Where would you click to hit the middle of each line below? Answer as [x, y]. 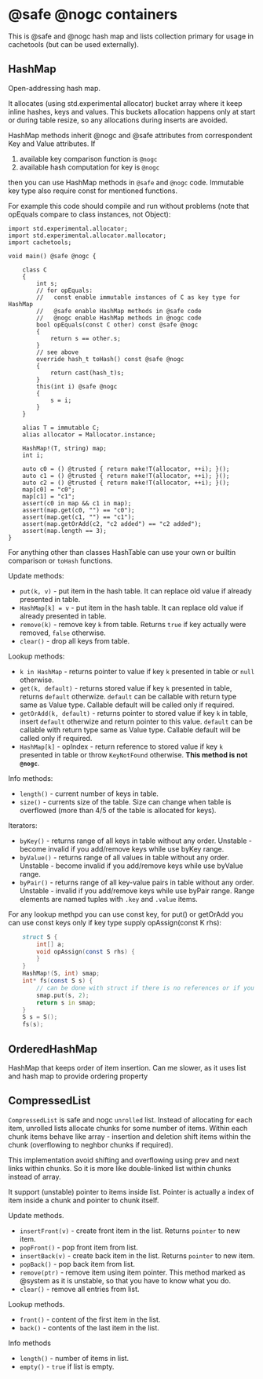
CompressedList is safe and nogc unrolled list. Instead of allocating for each [130, 1119]
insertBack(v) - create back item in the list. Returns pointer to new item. [137, 1255]
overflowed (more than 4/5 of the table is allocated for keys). [118, 810]
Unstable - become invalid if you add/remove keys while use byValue [131, 866]
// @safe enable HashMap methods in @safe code [119, 311]
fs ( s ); [33, 1025]
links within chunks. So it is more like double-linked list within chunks [120, 1168]
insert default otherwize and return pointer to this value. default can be [136, 721]
